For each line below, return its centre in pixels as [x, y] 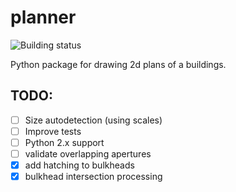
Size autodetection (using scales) [93, 120]
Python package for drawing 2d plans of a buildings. [118, 64]
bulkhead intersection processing [93, 177]
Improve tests [53, 131]
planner [43, 17]
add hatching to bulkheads [79, 165]
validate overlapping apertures [88, 153]
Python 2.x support [64, 142]
